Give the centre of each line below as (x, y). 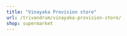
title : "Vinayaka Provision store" (52, 12)
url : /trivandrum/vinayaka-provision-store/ (64, 18)
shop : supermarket (30, 23)
